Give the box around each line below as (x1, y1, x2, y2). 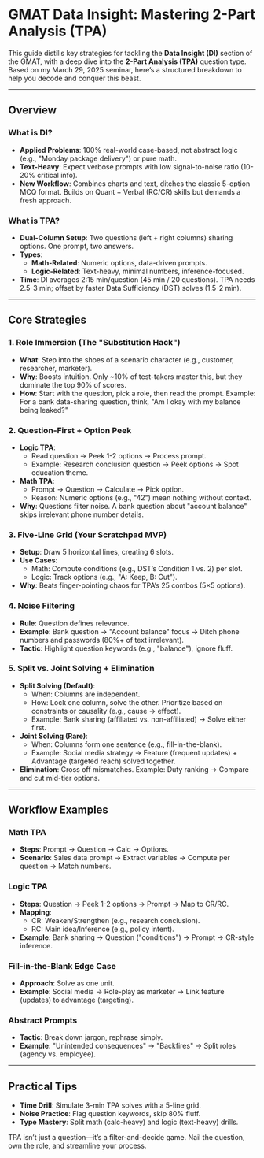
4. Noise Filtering (8, 600, 75, 611)
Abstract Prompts (8, 1015, 78, 1026)
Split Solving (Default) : (19, 681, 96, 690)
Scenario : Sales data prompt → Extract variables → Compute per (19, 853, 230, 863)
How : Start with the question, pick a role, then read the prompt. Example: (19, 388, 256, 398)
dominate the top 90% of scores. (19, 380, 127, 389)
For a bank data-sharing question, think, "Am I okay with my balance (19, 396, 241, 406)
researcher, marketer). (19, 363, 93, 373)
